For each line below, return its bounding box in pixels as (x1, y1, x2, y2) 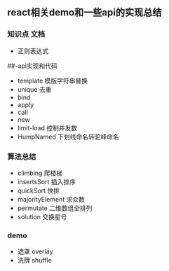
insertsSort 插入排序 (17, 177, 76, 186)
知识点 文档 (7, 29, 46, 39)
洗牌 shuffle (17, 256, 53, 265)
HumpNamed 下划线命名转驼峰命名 (17, 132, 119, 141)
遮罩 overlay (17, 247, 54, 256)
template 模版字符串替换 (17, 76, 88, 85)
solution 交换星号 (17, 212, 67, 221)
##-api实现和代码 (7, 62, 58, 70)
